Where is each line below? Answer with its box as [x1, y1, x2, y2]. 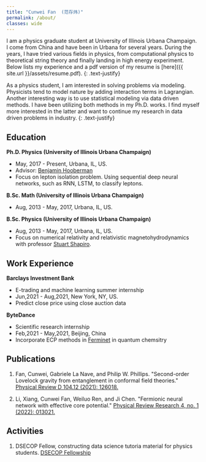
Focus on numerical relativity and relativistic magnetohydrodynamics [15, 234, 189, 241]
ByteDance [6, 311, 36, 318]
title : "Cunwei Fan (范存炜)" [6, 9, 84, 15]
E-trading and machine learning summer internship [15, 287, 144, 293]
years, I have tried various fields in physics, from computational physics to [6, 50, 194, 58]
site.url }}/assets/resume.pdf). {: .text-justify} [6, 70, 121, 77]
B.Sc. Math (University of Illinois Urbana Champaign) [6, 191, 144, 199]
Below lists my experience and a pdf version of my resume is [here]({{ [6, 63, 183, 71]
